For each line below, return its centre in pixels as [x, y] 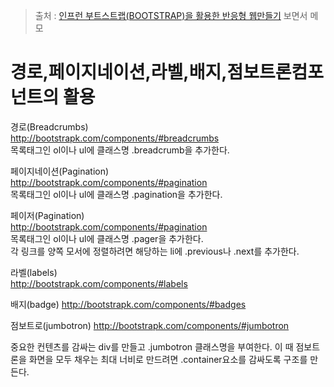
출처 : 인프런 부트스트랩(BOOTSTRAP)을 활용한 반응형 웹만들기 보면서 [171, 15]
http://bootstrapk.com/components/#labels [99, 283]
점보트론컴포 [275, 72]
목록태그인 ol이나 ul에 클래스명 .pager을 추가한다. [107, 238]
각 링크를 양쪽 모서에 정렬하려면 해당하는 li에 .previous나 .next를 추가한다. [155, 251]
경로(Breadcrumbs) [49, 126]
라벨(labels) [34, 272]
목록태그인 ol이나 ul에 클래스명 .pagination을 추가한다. [116, 194]
